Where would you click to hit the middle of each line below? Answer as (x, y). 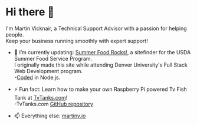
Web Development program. (48, 71)
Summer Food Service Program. (53, 58)
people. (15, 34)
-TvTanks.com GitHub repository (54, 104)
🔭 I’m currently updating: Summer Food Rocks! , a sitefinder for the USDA (102, 52)
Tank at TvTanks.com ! (41, 97)
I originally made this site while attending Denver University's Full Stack (101, 65)
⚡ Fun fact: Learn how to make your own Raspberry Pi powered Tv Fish (100, 89)
